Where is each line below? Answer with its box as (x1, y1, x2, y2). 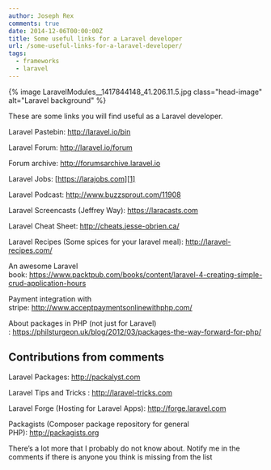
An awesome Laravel (8, 261, 78, 271)
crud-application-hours (8, 278, 87, 288)
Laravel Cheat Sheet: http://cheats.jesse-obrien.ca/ (8, 220, 180, 231)
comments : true (8, 19, 60, 28)
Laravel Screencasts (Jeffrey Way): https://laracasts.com (8, 205, 198, 215)
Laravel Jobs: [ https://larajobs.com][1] (8, 173, 136, 183)
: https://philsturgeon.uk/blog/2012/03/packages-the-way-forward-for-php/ (8, 327, 261, 336)
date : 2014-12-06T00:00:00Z (8, 27, 104, 35)
